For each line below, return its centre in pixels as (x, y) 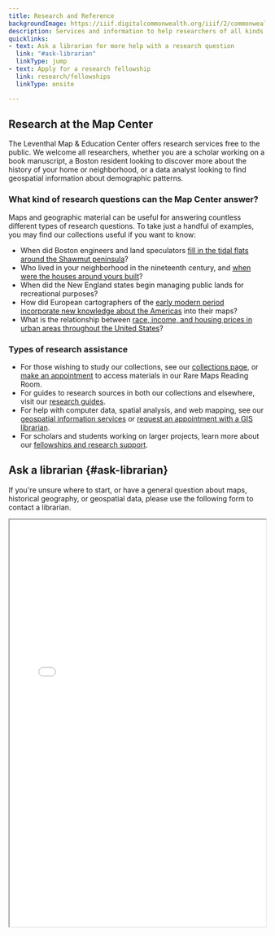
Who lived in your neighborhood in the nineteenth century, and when (135, 267)
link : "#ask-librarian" (56, 54)
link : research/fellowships (63, 77)
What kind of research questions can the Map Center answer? (133, 199)
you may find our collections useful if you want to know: (103, 234)
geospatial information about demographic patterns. (96, 178)
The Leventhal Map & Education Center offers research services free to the (134, 144)
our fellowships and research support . (84, 444)
